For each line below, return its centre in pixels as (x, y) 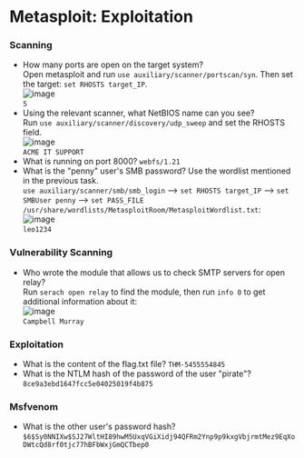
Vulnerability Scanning (61, 253)
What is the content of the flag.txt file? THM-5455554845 (123, 364)
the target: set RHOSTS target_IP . (85, 85)
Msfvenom (34, 407)
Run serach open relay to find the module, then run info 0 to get (144, 292)
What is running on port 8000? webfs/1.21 (101, 162)
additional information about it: (80, 301)
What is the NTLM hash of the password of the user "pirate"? (137, 373)
